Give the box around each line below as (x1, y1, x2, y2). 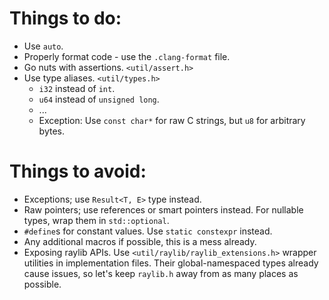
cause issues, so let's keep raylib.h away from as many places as (23, 267, 299, 279)
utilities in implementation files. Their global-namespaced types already (23, 257, 319, 269)
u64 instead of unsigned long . (38, 93, 160, 105)
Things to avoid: (9, 160, 147, 183)
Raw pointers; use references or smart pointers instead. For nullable (23, 203, 304, 216)
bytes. (38, 125, 65, 137)
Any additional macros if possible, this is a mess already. (23, 235, 257, 247)
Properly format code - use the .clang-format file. (23, 50, 231, 62)
